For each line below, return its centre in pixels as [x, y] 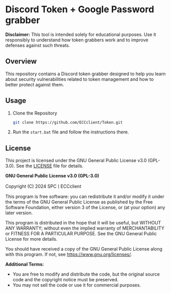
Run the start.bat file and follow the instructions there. [71, 132]
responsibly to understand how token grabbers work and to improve [77, 40]
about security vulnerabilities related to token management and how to [80, 79]
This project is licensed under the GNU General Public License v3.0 [76, 161]
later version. [19, 213]
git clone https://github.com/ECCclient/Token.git [68, 122]
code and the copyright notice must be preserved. [66, 280]
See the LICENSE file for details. [50, 166]
